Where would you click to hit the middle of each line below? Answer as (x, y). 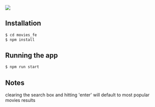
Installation (23, 23)
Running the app (31, 55)
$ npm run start (22, 67)
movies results (20, 100)
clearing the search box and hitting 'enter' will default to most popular (77, 95)
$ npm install (20, 40)
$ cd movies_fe (21, 35)
